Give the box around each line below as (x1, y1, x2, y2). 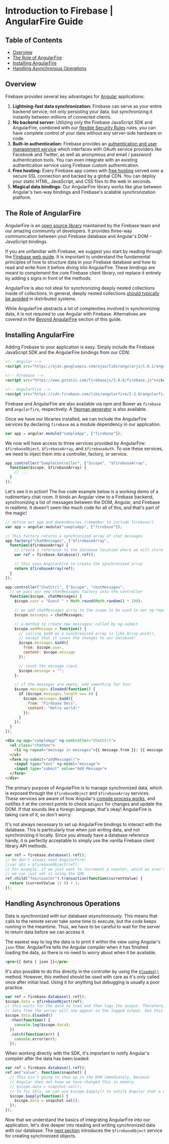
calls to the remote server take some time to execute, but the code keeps (5, 918, 157, 924)
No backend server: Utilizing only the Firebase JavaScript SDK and (12, 119, 152, 125)
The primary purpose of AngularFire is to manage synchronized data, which (5, 785, 162, 791)
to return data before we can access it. (5, 929, 86, 935)
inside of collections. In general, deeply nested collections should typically (5, 290, 160, 296)
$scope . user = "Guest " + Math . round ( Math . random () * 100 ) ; (14, 599, 143, 604)
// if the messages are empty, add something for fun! (14, 682, 132, 687)
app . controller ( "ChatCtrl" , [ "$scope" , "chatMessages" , (5, 585, 125, 590)
